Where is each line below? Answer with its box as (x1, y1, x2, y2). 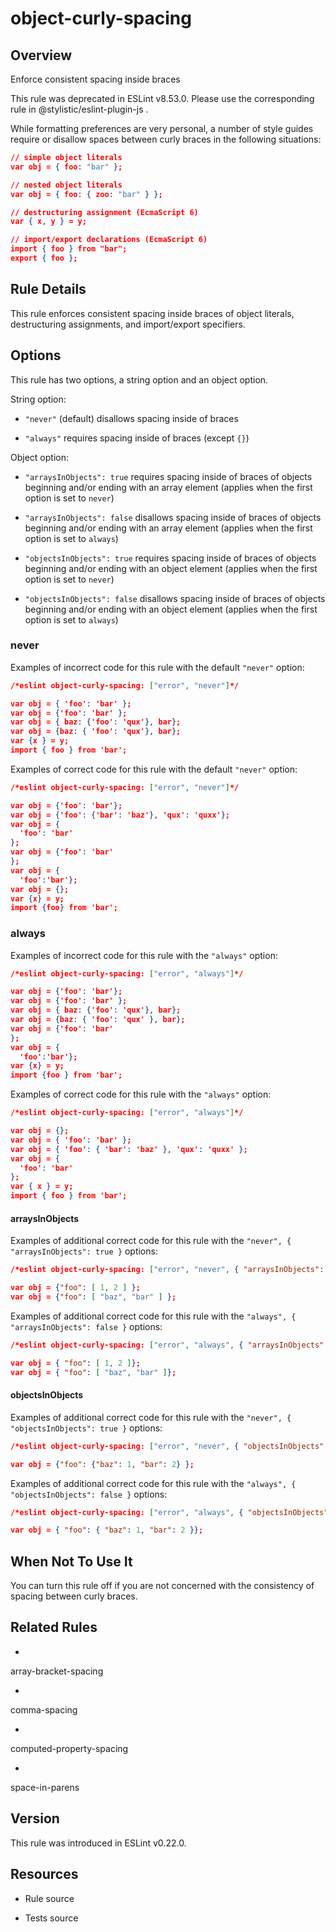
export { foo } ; (10, 253, 78, 263)
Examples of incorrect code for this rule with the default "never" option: (10, 661, 305, 673)
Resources (10, 1866, 79, 1883)
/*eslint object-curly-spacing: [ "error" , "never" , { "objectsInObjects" (10, 1441, 325, 1451)
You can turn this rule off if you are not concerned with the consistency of (10, 1580, 315, 1592)
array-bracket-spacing (10, 1665, 104, 1677)
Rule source (24, 1892, 75, 1904)
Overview (10, 47, 73, 64)
